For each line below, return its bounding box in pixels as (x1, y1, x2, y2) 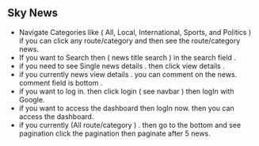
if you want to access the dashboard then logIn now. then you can (18, 103, 234, 113)
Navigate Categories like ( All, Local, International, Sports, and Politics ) (18, 27, 252, 36)
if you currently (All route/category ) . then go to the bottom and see (18, 120, 242, 129)
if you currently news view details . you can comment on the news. (18, 69, 238, 79)
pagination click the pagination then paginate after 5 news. (18, 129, 211, 138)
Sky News (7, 6, 59, 20)
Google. (18, 94, 45, 104)
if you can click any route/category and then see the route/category (18, 36, 241, 45)
